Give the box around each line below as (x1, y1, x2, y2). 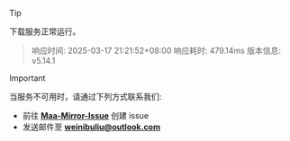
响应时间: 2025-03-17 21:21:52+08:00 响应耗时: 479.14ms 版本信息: (31, 45, 281, 56)
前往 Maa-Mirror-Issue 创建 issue (22, 110, 150, 120)
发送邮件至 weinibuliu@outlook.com (22, 121, 160, 132)
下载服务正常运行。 (9, 26, 81, 37)
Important (9, 73, 46, 84)
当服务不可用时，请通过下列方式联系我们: (9, 92, 162, 101)
